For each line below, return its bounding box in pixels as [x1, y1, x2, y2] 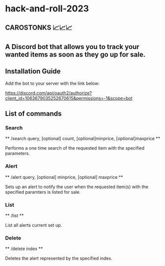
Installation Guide [5, 67, 61, 76]
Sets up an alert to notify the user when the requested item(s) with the [5, 184, 149, 190]
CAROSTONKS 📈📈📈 [5, 23, 73, 32]
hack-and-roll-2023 [5, 3, 89, 14]
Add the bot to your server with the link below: [5, 80, 100, 86]
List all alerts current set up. [5, 222, 62, 228]
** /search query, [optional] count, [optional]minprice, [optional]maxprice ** [5, 136, 161, 142]
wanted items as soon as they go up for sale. [5, 50, 146, 58]
